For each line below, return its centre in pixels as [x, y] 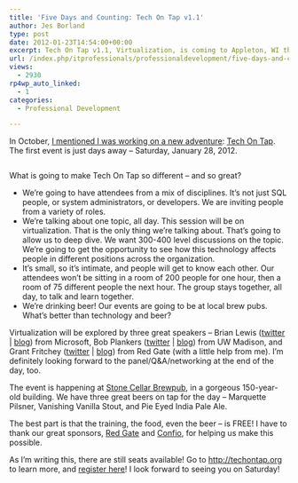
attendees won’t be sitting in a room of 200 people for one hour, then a [151, 278]
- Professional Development [69, 108]
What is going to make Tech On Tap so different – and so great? [125, 176]
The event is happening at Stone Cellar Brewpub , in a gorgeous [125, 388]
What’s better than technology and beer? [96, 315]
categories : [31, 100]
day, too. [25, 370]
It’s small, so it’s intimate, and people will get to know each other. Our [148, 268]
